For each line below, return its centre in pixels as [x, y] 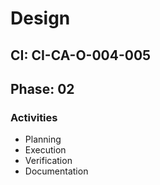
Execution [45, 150]
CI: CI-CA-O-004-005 [81, 55]
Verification [48, 161]
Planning [43, 139]
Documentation [56, 171]
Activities [34, 117]
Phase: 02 [42, 88]
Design [40, 18]
